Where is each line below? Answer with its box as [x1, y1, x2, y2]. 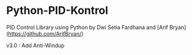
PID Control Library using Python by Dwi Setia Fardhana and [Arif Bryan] [6, 24, 187, 31]
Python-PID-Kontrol [6, 4, 109, 18]
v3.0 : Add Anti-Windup [6, 42, 65, 49]
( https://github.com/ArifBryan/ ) [6, 30, 84, 37]
